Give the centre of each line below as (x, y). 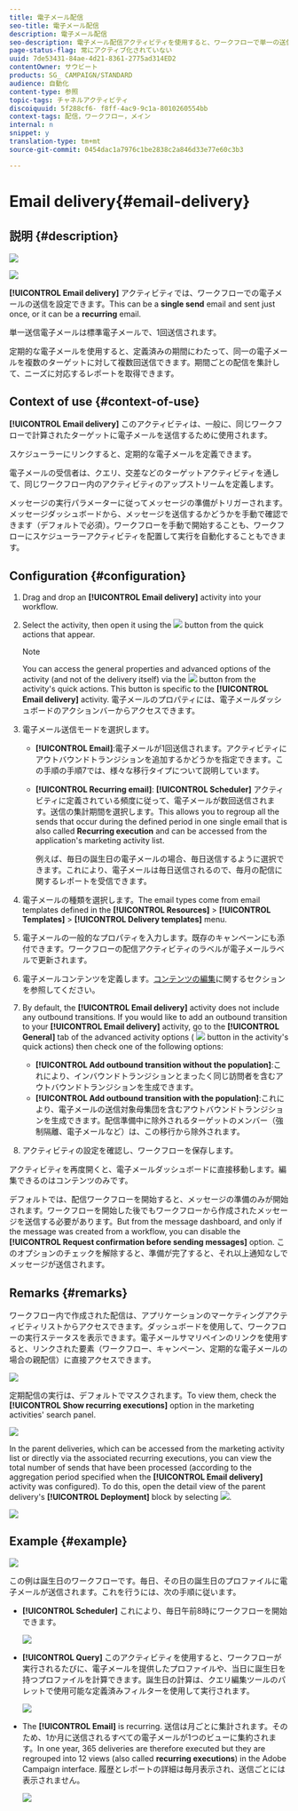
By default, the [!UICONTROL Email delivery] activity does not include (150, 1008)
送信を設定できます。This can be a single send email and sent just (154, 304)
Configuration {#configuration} (98, 575)
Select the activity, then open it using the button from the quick (143, 625)
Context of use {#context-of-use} (105, 402)
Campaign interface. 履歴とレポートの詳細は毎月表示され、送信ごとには (153, 1768)
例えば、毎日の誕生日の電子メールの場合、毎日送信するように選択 (156, 859)
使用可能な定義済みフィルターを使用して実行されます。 (153, 1690)
